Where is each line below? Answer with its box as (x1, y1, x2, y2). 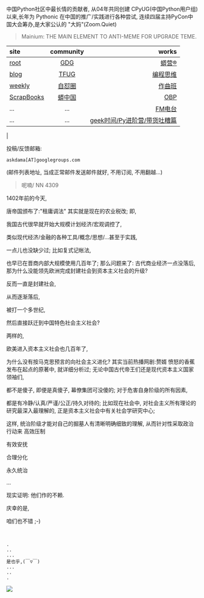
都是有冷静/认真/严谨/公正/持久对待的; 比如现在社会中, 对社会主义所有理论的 (6, 399, 197, 407)
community (50, 48, 84, 56)
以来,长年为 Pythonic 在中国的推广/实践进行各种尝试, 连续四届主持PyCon (6, 13, 188, 20)
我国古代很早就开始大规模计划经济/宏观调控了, (6, 221, 122, 227)
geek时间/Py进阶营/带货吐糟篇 (90, 116, 177, 124)
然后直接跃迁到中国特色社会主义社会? (6, 319, 100, 326)
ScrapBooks (9, 93, 44, 101)
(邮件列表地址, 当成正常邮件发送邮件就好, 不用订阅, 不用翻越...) (6, 169, 163, 175)
